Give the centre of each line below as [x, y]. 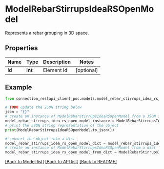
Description [57, 62]
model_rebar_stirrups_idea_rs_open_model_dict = [55, 143]
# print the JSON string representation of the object [62, 125]
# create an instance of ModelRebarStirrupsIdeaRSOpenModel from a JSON [81, 116]
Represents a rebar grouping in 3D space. [47, 33]
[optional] [87, 70]
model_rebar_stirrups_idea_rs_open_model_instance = [60, 121]
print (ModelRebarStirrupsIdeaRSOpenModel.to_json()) [60, 130]
